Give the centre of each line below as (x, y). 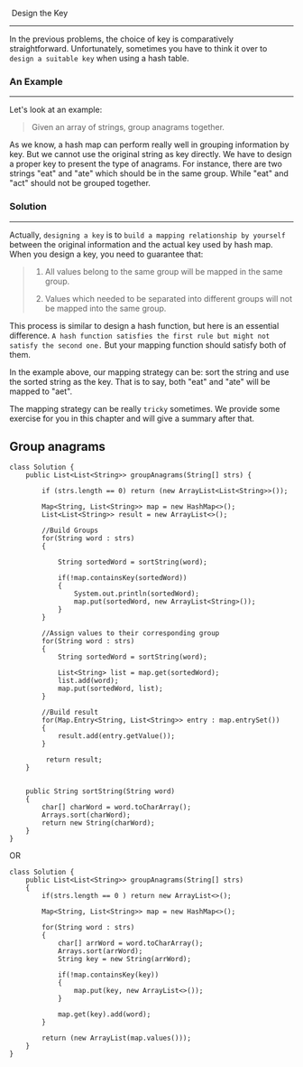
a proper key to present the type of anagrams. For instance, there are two (146, 164)
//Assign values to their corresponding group (131, 633)
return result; (74, 760)
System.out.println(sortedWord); (137, 594)
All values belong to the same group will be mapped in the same (164, 271)
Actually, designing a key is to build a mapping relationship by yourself (147, 235)
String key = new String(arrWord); (124, 959)
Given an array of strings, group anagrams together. (128, 127)
